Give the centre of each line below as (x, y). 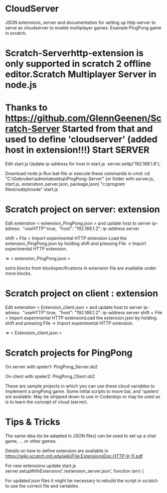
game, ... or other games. (31, 441)
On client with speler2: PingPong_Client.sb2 (50, 376)
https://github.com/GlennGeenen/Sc (83, 118)
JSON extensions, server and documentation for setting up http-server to (81, 22)
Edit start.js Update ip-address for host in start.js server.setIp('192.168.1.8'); (83, 164)
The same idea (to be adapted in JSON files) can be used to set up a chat (81, 436)
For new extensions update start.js (41, 466)
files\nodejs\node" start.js (32, 189)
